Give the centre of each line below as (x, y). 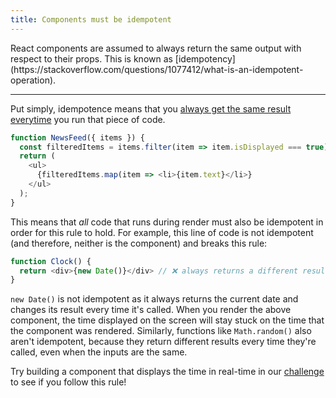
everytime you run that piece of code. (88, 119)
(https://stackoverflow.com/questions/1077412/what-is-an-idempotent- (157, 69)
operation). (33, 80)
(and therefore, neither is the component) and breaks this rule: (139, 243)
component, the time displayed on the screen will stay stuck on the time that (167, 320)
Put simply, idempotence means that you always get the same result (151, 108)
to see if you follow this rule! (68, 382)
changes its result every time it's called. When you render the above (151, 310)
